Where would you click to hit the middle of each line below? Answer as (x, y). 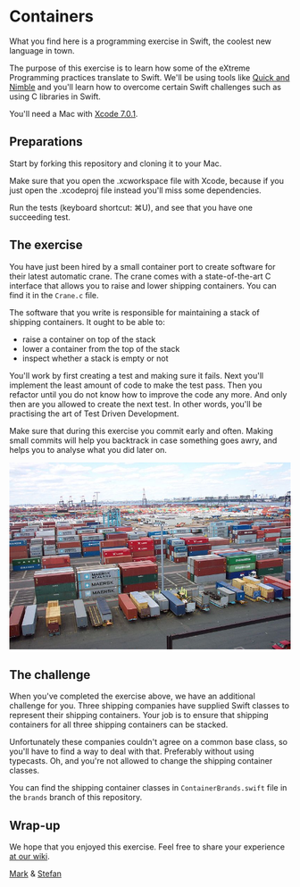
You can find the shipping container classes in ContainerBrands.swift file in (148, 788)
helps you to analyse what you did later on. (88, 449)
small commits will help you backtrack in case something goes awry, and (143, 440)
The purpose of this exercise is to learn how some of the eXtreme (130, 68)
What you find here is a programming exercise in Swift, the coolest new (141, 41)
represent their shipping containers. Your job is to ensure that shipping (139, 715)
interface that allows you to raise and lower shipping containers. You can (143, 285)
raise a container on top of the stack (89, 339)
